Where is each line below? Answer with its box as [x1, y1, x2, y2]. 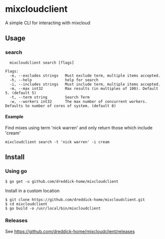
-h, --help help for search [9, 78, 99, 82]
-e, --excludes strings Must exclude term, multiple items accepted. [9, 73, 161, 78]
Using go [5, 168, 27, 175]
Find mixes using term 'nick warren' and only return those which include [5, 124, 153, 130]
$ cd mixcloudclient [5, 201, 48, 206]
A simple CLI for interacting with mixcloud [5, 20, 91, 26]
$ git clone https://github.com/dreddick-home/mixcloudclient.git [5, 197, 145, 202]
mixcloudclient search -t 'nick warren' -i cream [5, 139, 110, 144]
